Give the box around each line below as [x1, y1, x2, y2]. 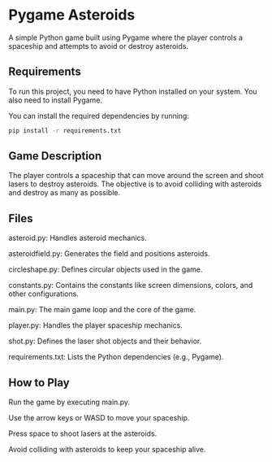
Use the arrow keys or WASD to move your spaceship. [8, 413, 190, 423]
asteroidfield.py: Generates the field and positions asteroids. [8, 249, 210, 259]
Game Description [8, 149, 102, 163]
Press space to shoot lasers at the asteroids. [8, 429, 158, 438]
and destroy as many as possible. [8, 188, 120, 198]
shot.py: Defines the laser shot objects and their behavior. [8, 336, 202, 346]
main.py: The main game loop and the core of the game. [8, 305, 196, 315]
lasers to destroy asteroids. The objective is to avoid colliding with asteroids [8, 179, 262, 189]
